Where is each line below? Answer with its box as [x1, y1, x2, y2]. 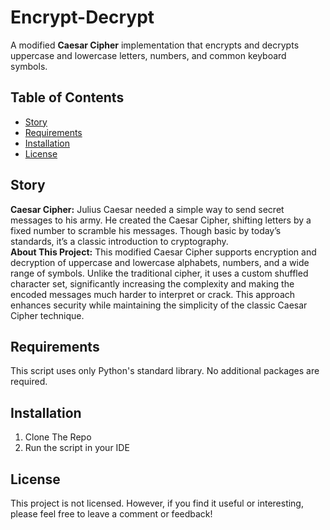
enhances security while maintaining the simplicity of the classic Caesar [10, 299, 308, 311]
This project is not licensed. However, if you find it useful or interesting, [10, 497, 304, 509]
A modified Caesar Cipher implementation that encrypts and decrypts [10, 39, 300, 51]
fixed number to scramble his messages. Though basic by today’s [10, 224, 282, 236]
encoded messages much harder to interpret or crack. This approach [10, 288, 296, 300]
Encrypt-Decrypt [10, 6, 155, 29]
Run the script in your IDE [24, 442, 130, 454]
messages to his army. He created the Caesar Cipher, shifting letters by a [10, 214, 312, 226]
